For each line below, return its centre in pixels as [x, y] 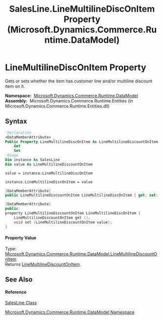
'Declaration [18, 133]
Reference [16, 292]
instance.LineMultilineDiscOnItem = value [49, 182]
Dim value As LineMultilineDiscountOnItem [49, 164]
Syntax [16, 121]
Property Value [21, 238]
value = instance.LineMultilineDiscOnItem [49, 173]
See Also [19, 280]
